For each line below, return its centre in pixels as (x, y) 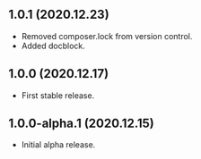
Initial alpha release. (58, 145)
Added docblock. (53, 46)
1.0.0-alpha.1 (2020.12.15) (81, 124)
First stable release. (58, 95)
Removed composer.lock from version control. (107, 36)
